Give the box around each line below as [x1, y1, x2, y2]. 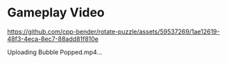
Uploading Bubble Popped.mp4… [7, 48, 103, 56]
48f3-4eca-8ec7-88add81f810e [7, 34, 99, 42]
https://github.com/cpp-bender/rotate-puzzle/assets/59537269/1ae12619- [7, 27, 220, 36]
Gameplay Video [7, 5, 105, 21]
